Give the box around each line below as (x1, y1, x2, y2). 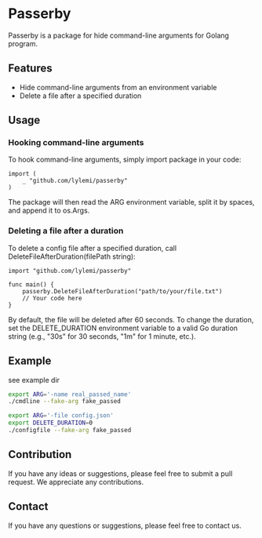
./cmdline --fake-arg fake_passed (8, 398, 122, 405)
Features (8, 62, 53, 75)
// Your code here (22, 294, 82, 302)
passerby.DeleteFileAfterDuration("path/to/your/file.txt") (22, 287, 223, 295)
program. (8, 38, 38, 48)
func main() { (8, 280, 55, 289)
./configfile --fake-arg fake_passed (8, 427, 132, 434)
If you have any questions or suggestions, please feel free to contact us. (8, 521, 242, 530)
